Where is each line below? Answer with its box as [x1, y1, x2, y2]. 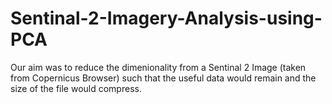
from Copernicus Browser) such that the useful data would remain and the [10, 72, 317, 84]
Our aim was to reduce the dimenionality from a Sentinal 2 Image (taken [10, 61, 307, 73]
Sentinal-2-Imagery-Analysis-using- [10, 7, 323, 30]
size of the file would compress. [10, 82, 142, 94]
